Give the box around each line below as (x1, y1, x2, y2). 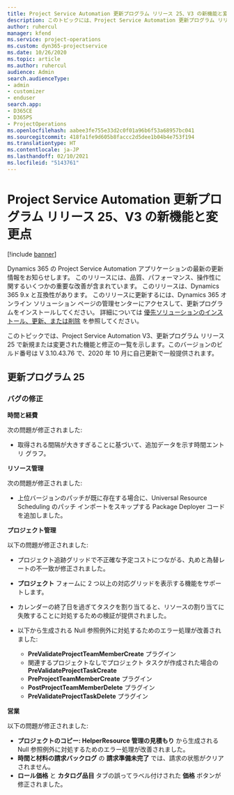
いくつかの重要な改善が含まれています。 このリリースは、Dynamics (25, 282, 219, 290)
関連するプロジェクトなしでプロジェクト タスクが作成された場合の (27, 658, 219, 667)
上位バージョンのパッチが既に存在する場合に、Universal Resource (17, 494, 208, 502)
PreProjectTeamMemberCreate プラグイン (27, 674, 153, 683)
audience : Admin (7, 68, 54, 75)
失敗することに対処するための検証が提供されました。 (17, 612, 171, 620)
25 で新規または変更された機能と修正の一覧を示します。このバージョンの (7, 340, 217, 349)
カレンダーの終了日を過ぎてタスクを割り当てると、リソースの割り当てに (17, 603, 225, 611)
